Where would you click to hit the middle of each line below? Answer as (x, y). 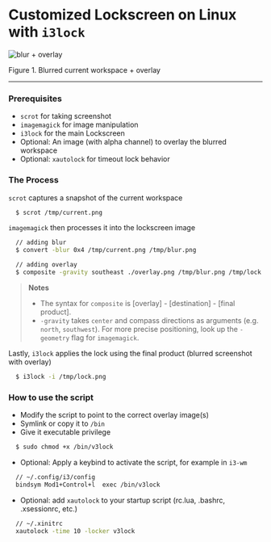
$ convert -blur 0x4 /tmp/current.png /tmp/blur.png (106, 250)
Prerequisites (35, 99)
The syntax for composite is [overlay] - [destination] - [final (138, 303)
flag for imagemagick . (105, 338)
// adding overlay (47, 265)
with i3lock (47, 32)
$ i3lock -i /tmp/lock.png (61, 376)
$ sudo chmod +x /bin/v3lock (65, 447)
